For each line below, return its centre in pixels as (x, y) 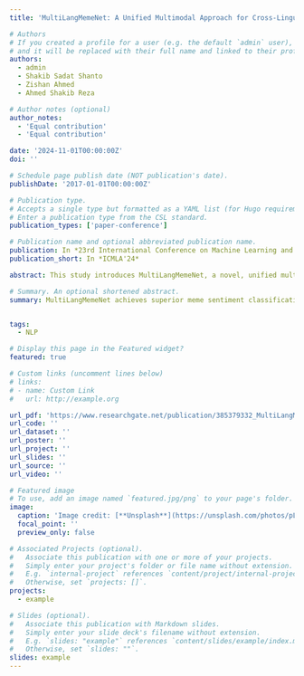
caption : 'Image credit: (64, 516)
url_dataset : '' (40, 432)
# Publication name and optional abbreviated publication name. (133, 242)
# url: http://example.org (64, 399)
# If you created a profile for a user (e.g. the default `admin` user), (152, 43)
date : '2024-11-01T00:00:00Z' (66, 151)
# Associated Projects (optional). (76, 548)
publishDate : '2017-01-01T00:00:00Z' (81, 184)
